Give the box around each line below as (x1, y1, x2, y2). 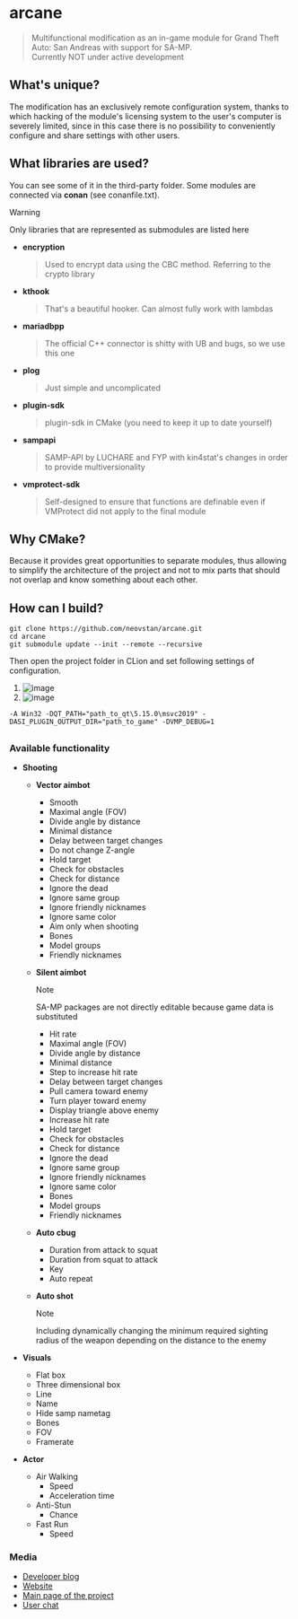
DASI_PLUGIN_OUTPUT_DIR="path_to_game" (9, 717, 159, 727)
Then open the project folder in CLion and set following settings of (9, 656, 255, 667)
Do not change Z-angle (48, 845, 136, 855)
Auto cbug (35, 1227, 76, 1238)
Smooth (48, 797, 79, 808)
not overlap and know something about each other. (9, 574, 198, 585)
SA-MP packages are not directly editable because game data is (35, 1002, 274, 1012)
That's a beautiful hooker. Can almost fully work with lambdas (44, 303, 274, 314)
